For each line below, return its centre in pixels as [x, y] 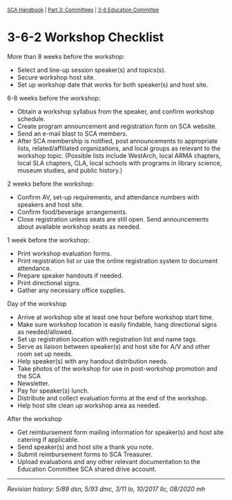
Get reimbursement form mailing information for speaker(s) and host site [120, 432]
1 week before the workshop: [48, 240]
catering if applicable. [48, 439]
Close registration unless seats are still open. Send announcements [113, 219]
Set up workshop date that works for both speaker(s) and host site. [113, 84]
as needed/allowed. [45, 332]
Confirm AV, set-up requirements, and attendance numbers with [108, 197]
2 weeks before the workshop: [51, 184]
